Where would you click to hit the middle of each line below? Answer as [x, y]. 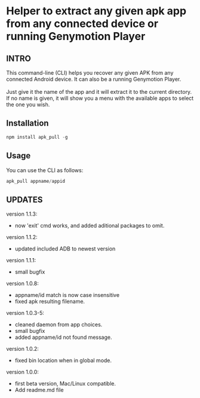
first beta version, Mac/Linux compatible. [65, 384]
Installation [27, 123]
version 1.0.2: [22, 349]
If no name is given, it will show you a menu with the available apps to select [100, 98]
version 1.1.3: [22, 214]
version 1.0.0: [22, 372]
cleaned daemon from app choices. [59, 324]
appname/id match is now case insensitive [67, 295]
